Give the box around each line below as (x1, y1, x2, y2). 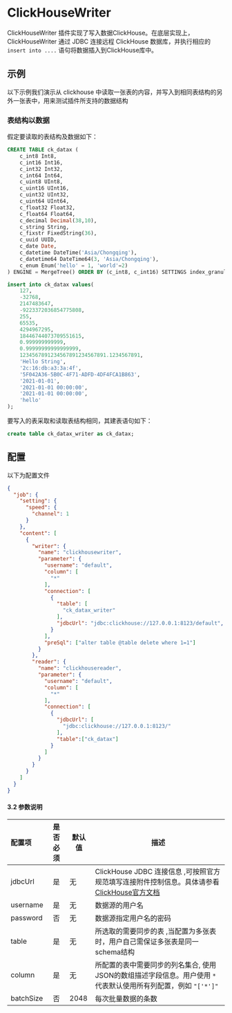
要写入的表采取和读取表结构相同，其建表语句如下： (7, 417, 153, 425)
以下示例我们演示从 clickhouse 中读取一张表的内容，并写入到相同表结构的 (7, 88, 217, 96)
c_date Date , (19, 243, 57, 250)
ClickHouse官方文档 (95, 887, 160, 897)
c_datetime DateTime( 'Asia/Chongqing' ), (19, 249, 137, 257)
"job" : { (13, 491, 39, 498)
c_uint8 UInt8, (19, 179, 64, 185)
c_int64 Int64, (19, 172, 64, 179)
